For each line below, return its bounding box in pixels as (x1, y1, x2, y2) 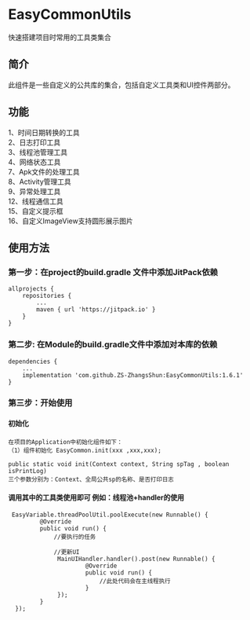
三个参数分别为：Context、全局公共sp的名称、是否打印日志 (8, 475, 174, 483)
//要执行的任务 (53, 533, 96, 541)
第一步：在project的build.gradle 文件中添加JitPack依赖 (8, 266, 218, 277)
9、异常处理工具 (8, 186, 61, 196)
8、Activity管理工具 (8, 177, 72, 186)
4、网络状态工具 (8, 157, 61, 167)
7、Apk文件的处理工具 (8, 167, 80, 176)
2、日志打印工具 (8, 138, 61, 147)
